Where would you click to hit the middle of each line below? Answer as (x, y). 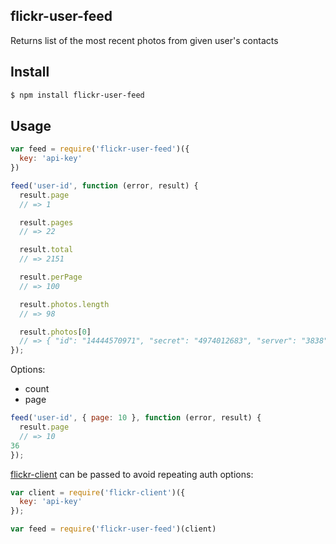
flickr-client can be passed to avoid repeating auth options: (132, 474)
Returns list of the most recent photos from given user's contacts (144, 40)
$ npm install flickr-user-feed (77, 95)
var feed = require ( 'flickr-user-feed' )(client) (113, 529)
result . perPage (51, 277)
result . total (46, 250)
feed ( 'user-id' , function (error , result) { (104, 185)
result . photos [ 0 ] (55, 332)
